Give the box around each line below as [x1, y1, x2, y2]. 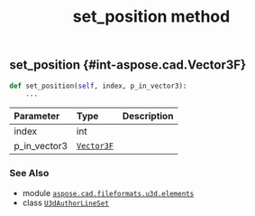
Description [122, 110, 174, 123]
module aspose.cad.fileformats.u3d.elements [22, 187, 195, 198]
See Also [9, 167, 50, 180]
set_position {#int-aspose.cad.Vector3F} [9, 57, 247, 73]
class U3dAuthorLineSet [22, 197, 110, 208]
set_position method [72, 6, 231, 27]
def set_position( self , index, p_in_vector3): [9, 81, 187, 90]
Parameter [14, 110, 60, 123]
